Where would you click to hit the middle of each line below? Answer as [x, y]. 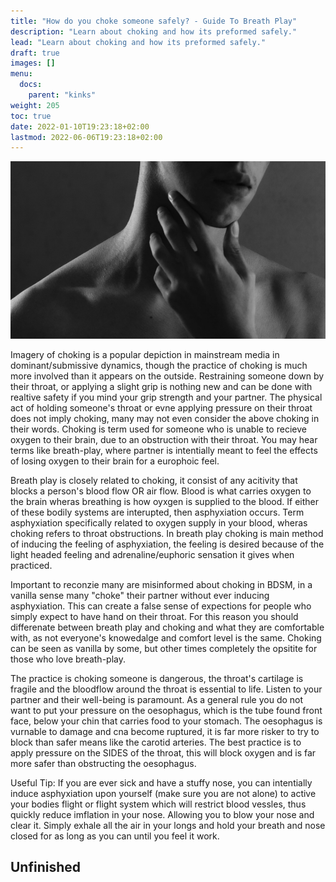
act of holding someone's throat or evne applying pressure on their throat [161, 407]
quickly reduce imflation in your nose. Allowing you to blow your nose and [162, 814]
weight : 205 [35, 105]
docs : [31, 85]
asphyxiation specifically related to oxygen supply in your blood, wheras [159, 522]
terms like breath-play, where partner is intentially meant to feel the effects [164, 450]
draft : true [35, 53]
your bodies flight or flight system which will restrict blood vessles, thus [158, 804]
